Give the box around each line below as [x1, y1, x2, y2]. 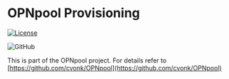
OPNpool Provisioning [7, 5, 140, 21]
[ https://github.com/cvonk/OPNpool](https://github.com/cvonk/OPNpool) [7, 63, 222, 72]
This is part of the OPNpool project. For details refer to [7, 56, 167, 65]
